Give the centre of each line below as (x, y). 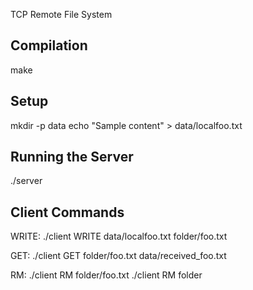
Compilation (49, 45)
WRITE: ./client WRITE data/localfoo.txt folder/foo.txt (119, 236)
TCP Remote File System (61, 14)
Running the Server (72, 157)
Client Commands (67, 212)
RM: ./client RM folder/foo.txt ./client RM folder (106, 275)
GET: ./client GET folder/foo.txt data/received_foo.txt (118, 256)
